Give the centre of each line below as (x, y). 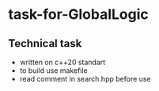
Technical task (45, 44)
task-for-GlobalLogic (78, 15)
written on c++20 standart (62, 62)
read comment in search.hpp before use (85, 79)
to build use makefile (54, 71)
